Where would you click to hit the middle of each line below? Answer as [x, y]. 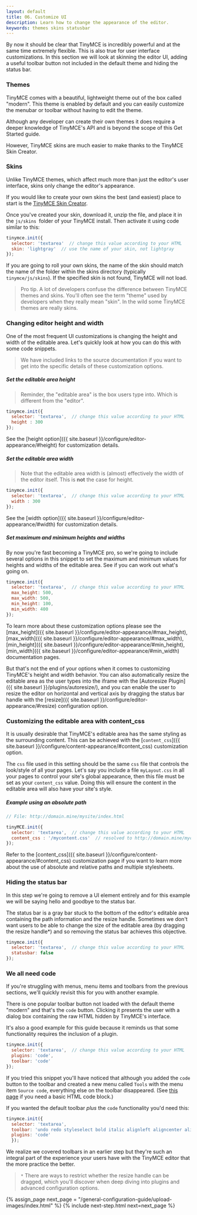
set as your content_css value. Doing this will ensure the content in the [91, 782]
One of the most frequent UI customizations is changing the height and [92, 336]
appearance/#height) [32, 445]
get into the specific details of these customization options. [92, 366]
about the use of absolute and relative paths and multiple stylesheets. [90, 867]
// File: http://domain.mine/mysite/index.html [65, 816]
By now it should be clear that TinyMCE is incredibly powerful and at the [93, 45]
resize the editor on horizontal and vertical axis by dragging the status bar [95, 693]
